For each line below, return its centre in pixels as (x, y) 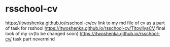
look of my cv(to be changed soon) (42, 33)
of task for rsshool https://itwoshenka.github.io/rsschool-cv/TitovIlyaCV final (85, 28)
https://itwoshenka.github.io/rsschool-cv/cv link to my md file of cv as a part (85, 23)
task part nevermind (33, 39)
